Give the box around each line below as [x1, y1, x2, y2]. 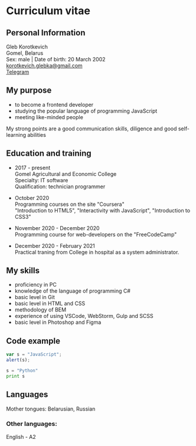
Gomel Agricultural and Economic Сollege [14, 170, 117, 178]
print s [6, 373, 25, 379]
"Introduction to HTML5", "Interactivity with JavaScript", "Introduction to [14, 206, 191, 214]
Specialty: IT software [14, 176, 68, 183]
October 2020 [14, 194, 50, 201]
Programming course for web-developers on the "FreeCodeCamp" [14, 231, 177, 238]
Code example [6, 336, 61, 346]
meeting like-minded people [14, 113, 84, 120]
